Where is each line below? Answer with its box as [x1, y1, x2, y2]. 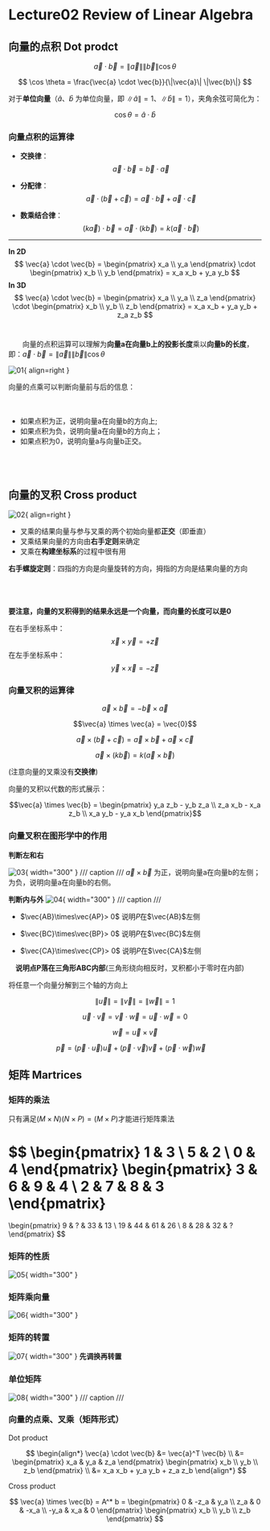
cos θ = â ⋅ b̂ [113, 110, 157, 119]
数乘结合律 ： [19, 211, 63, 221]
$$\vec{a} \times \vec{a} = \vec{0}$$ [72, 719, 198, 729]
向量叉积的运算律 [8, 685, 75, 696]
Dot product [8, 1433, 48, 1442]
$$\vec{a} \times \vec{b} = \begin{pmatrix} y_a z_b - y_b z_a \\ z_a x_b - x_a [9, 800, 261, 810]
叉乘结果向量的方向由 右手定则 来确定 [19, 537, 141, 547]
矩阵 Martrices [8, 1068, 83, 1082]
